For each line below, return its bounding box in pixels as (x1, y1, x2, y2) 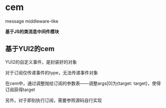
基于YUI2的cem (5, 45, 55, 53)
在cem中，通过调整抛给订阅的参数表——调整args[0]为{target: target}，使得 (5, 80, 161, 86)
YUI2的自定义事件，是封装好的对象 (5, 59, 77, 65)
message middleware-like (5, 18, 59, 24)
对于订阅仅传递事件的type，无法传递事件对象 (5, 69, 98, 75)
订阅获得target (5, 86, 35, 92)
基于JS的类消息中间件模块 (5, 28, 59, 34)
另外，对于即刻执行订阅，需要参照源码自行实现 (5, 97, 102, 103)
